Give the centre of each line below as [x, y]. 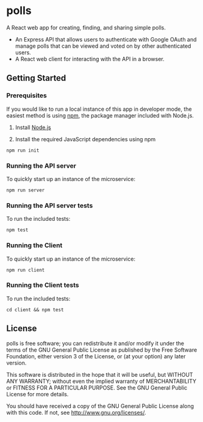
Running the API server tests [50, 205]
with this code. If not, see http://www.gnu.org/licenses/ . [76, 412]
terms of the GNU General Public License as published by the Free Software [102, 350]
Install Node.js [33, 127]
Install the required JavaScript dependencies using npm [85, 139]
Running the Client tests [43, 285]
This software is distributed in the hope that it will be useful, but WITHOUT [100, 374]
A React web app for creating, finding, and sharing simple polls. [86, 28]
